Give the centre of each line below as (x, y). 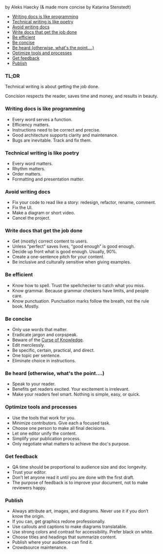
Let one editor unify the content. (44, 433)
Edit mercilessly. (28, 345)
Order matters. (27, 174)
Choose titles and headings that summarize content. (64, 537)
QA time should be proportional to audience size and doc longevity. (80, 467)
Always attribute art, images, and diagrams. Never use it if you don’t (80, 511)
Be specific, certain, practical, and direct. (53, 350)
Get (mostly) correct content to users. (50, 241)
